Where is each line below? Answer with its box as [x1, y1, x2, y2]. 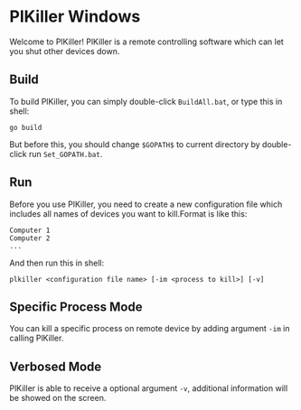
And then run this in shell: [9, 257, 105, 268]
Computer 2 [9, 233, 51, 243]
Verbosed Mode [9, 359, 102, 374]
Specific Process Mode [9, 299, 143, 314]
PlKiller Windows [9, 6, 141, 27]
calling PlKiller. [9, 332, 64, 344]
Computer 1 [9, 226, 51, 235]
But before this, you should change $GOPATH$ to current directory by [9, 138, 260, 150]
